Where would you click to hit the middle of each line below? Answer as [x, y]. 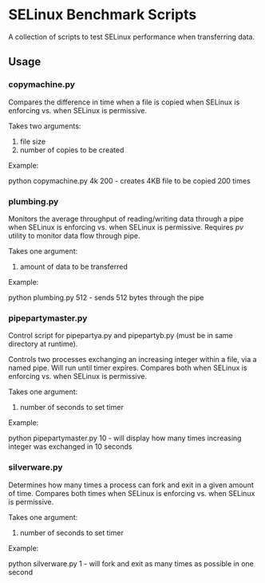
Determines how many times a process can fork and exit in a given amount [131, 485]
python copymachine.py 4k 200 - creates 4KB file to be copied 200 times [130, 180]
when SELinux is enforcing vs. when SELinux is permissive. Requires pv [126, 227]
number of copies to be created [72, 150]
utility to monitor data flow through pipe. [74, 235]
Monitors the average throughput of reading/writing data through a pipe [126, 219]
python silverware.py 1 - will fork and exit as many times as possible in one [131, 563]
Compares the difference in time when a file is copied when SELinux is [124, 102]
